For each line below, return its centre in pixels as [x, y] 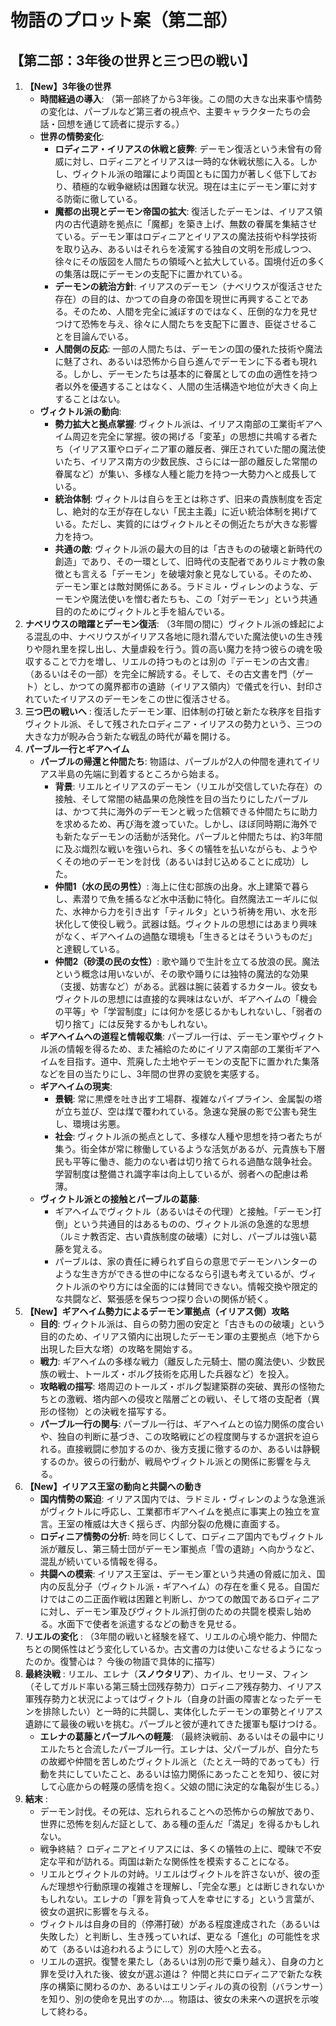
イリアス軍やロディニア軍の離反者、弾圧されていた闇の [186, 449]
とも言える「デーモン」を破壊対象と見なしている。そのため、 [190, 574]
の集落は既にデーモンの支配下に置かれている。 [151, 274]
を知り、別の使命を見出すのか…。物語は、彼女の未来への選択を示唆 [179, 1999]
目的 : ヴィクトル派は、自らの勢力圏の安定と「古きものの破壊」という [182, 1324]
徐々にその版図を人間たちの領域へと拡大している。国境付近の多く [190, 261]
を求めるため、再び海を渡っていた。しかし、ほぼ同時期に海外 [181, 824]
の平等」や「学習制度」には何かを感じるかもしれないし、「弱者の [188, 1011]
